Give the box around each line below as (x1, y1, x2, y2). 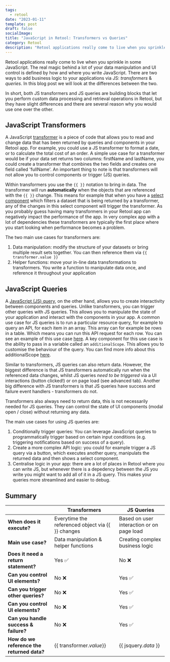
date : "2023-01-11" (5, 17, 47, 22)
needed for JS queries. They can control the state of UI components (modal (5, 404, 163, 410)
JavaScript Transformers (5, 121, 86, 129)
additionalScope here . (5, 352, 52, 358)
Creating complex (118, 536, 161, 543)
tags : (5, 7, 17, 13)
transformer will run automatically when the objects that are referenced (5, 187, 155, 193)
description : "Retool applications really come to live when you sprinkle (5, 45, 166, 50)
